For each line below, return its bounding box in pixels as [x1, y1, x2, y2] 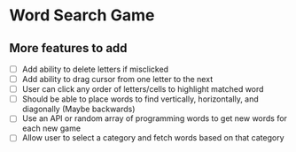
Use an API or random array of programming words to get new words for [21, 113, 288, 124]
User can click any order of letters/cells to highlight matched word [21, 84, 264, 95]
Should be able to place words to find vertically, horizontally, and [21, 94, 259, 104]
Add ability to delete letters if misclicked [21, 64, 169, 74]
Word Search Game [9, 5, 155, 26]
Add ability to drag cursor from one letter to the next [21, 74, 214, 85]
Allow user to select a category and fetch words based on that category [21, 133, 285, 143]
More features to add [9, 41, 128, 56]
